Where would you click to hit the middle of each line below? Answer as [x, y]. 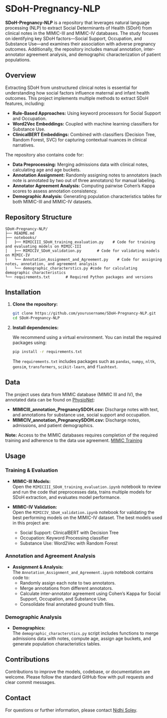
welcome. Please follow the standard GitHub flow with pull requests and [79, 677]
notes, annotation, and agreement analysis [51, 264]
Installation [23, 292]
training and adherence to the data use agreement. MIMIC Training [74, 440]
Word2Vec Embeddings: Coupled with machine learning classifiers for [85, 123]
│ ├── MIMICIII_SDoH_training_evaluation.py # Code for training [80, 242]
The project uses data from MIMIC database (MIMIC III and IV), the [74, 394]
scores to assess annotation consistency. [55, 191]
